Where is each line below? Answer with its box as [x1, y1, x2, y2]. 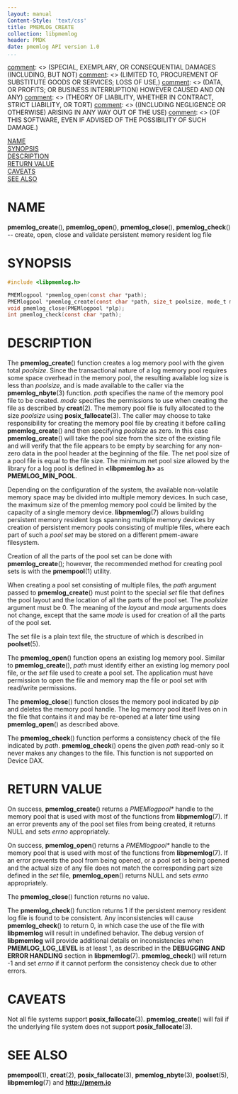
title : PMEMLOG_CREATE [7, 23, 74, 31]
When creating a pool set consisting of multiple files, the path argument [7, 581, 217, 590]
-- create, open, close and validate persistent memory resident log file [7, 230, 212, 238]
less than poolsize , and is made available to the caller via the [7, 381, 184, 390]
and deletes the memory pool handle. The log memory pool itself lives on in [7, 705, 228, 714]
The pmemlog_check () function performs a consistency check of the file [7, 734, 221, 742]
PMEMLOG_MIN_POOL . [7, 472, 78, 480]
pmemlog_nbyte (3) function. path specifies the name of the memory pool [7, 389, 225, 397]
